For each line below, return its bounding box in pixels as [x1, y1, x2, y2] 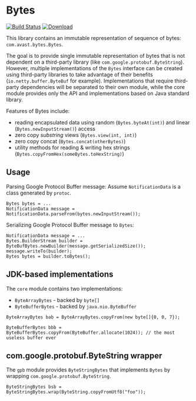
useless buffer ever [6, 334, 57, 341]
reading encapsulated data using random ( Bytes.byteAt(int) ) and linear [14, 119, 190, 126]
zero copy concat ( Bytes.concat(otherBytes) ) [14, 137, 126, 144]
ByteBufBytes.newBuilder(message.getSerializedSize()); [6, 243, 146, 249]
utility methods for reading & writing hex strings [14, 144, 131, 151]
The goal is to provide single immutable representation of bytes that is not [6, 52, 185, 59]
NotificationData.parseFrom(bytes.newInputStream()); [6, 211, 141, 217]
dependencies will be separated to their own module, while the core [20, 83, 185, 90]
